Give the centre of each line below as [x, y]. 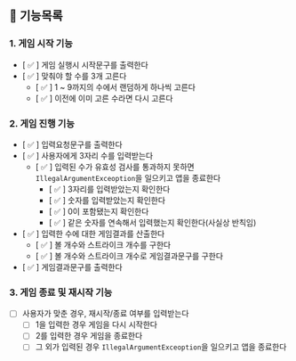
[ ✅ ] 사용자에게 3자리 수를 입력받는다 [88, 155]
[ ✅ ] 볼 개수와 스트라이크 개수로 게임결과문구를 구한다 [129, 256]
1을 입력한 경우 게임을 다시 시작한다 [96, 324]
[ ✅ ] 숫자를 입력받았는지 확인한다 [107, 200]
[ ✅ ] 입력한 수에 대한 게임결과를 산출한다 [93, 234]
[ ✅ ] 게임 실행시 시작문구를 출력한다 [85, 64]
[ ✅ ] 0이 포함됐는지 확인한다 [99, 211]
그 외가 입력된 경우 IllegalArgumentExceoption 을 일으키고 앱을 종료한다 [161, 347]
